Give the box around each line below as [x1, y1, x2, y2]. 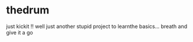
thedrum [6, 3, 50, 17]
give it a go [6, 29, 34, 36]
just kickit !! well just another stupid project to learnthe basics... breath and [6, 23, 188, 30]
